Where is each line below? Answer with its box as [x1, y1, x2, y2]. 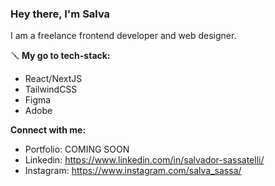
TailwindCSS [24, 83, 78, 96]
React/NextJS [24, 73, 83, 85]
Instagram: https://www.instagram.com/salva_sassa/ [24, 165, 242, 177]
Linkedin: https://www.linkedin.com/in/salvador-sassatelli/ [24, 154, 265, 166]
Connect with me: [10, 124, 87, 136]
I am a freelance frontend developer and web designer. [10, 30, 237, 42]
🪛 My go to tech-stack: [10, 50, 111, 62]
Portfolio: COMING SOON [24, 143, 130, 156]
